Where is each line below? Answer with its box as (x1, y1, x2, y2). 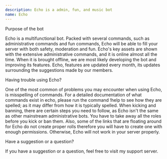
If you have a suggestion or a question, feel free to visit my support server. (5, 148, 159, 154)
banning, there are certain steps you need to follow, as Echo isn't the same (5, 108, 159, 114)
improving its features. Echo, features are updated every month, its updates (5, 62, 161, 68)
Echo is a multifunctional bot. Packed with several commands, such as (5, 35, 150, 41)
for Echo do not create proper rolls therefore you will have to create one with (5, 123, 163, 130)
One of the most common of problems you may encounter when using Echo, (5, 86, 163, 92)
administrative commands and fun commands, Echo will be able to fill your (5, 40, 158, 46)
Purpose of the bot (5, 25, 44, 31)
